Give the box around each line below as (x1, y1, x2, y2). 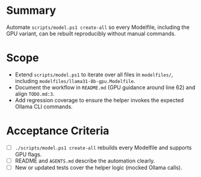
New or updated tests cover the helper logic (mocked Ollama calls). (14, 164, 182, 171)
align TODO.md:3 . (14, 90, 55, 97)
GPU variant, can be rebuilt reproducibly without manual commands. (6, 29, 176, 37)
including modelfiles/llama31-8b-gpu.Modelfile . (14, 77, 135, 84)
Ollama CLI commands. (14, 103, 73, 110)
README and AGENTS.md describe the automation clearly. (14, 157, 155, 164)
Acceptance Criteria (6, 124, 110, 138)
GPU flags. (14, 151, 42, 158)
